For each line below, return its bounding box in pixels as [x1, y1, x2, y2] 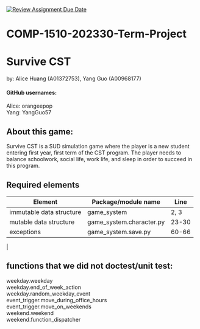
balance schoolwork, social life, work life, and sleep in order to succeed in [6, 156, 193, 163]
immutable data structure [9, 207, 82, 216]
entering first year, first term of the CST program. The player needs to [6, 149, 182, 156]
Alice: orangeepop [6, 102, 53, 109]
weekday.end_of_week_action [6, 283, 81, 291]
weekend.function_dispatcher [6, 316, 81, 323]
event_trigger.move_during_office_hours [6, 296, 107, 303]
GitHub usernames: [6, 89, 57, 96]
